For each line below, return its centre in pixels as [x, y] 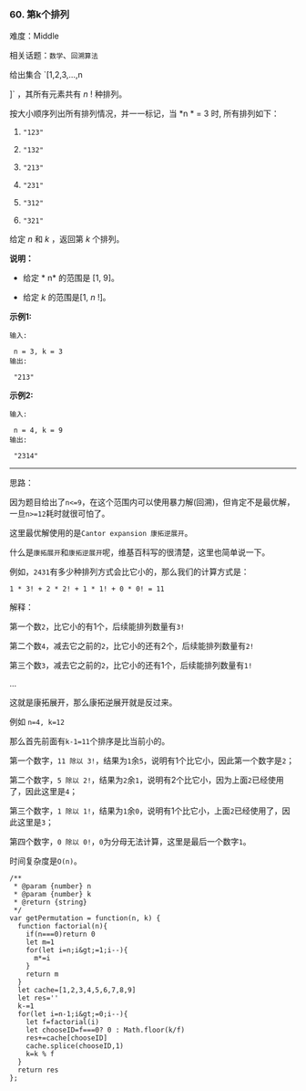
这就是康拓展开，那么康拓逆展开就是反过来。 [93, 703]
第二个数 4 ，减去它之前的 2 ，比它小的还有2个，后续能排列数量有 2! [132, 646]
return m [42, 974]
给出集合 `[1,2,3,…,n [46, 75]
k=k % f [40, 1054]
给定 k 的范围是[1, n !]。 [66, 298]
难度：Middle [34, 36]
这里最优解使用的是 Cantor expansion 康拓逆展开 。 [101, 533]
